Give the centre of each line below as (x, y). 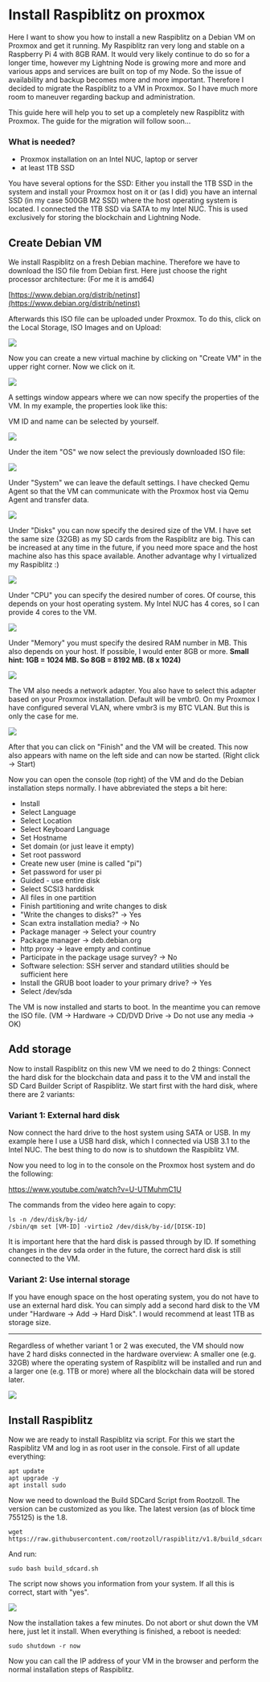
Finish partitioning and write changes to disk (93, 906)
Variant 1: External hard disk (64, 1115)
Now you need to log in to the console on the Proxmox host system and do (132, 1165)
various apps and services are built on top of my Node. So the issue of (125, 71)
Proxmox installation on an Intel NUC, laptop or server (109, 159)
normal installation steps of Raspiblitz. (71, 1670)
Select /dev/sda (46, 992)
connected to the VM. (44, 1258)
